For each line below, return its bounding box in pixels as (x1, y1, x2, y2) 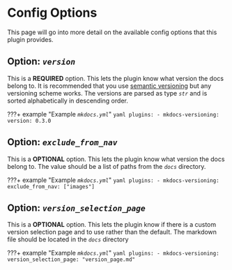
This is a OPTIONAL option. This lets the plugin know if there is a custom (7, 220, 217, 229)
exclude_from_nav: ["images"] (7, 183, 95, 190)
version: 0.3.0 (7, 117, 52, 124)
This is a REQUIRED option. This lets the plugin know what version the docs (7, 74, 224, 82)
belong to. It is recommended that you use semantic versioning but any (7, 82, 212, 90)
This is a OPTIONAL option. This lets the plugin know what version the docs (7, 155, 225, 163)
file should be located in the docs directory (7, 235, 129, 243)
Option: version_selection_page (7, 202, 146, 213)
